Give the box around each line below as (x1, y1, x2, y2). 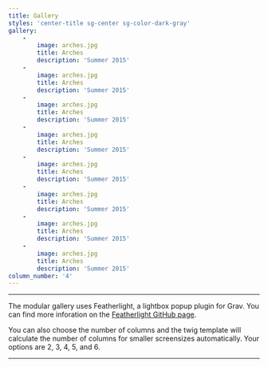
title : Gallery (8, 11, 59, 20)
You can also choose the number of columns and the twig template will (8, 325, 242, 335)
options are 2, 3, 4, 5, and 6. (8, 342, 101, 352)
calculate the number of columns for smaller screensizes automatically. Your (8, 333, 259, 344)
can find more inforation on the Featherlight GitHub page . (8, 309, 197, 320)
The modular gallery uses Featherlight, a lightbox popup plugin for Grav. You (8, 301, 259, 311)
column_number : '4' (8, 272, 73, 280)
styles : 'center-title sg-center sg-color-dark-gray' (8, 19, 191, 27)
